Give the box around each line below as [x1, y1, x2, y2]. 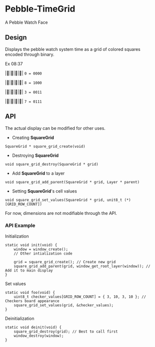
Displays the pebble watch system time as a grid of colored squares [5, 46, 140, 52]
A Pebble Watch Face [5, 19, 48, 25]
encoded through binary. [5, 51, 55, 57]
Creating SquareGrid [12, 135, 54, 140]
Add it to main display [5, 268, 53, 273]
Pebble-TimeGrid [5, 3, 76, 15]
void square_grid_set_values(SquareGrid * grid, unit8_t [5, 197, 123, 202]
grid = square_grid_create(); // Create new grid [14, 259, 116, 264]
